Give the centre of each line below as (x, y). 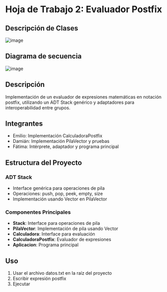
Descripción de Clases (42, 28)
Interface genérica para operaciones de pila (59, 188)
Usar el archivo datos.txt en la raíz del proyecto (62, 273)
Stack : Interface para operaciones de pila (56, 223)
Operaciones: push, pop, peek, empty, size (58, 194)
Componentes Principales (38, 212)
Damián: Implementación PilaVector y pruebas (61, 141)
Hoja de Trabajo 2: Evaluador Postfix (84, 9)
